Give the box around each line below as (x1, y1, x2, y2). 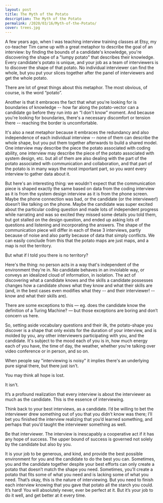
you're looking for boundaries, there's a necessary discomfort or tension (5, 115, 151, 121)
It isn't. (5, 382, 19, 388)
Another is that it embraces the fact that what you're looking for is (5, 99, 137, 105)
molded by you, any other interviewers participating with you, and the (5, 333, 145, 339)
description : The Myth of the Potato (5, 16, 82, 21)
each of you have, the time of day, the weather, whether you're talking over (5, 343, 156, 349)
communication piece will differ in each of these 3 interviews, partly (5, 227, 141, 233)
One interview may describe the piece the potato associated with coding (5, 145, 151, 151)
